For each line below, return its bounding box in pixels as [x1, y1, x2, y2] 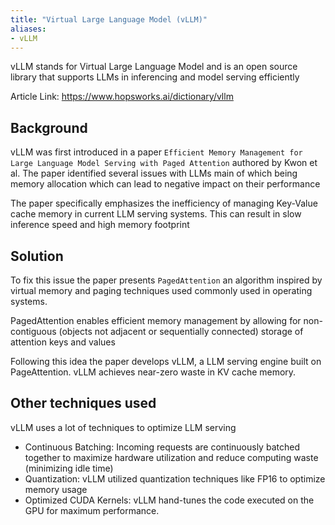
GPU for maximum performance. [24, 504, 160, 516]
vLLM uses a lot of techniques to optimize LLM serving [10, 421, 237, 433]
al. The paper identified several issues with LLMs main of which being [10, 167, 298, 180]
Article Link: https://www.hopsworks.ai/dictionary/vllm [10, 91, 234, 103]
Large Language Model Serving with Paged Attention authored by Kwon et [10, 157, 318, 169]
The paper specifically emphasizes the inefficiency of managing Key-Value [10, 197, 318, 210]
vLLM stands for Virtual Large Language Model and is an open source [10, 61, 298, 73]
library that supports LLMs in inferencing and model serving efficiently [10, 71, 300, 83]
